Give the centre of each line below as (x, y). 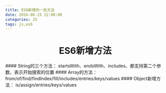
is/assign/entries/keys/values (46, 85)
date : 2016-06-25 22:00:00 (34, 15)
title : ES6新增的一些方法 (30, 10)
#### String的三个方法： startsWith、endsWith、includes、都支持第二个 (81, 66)
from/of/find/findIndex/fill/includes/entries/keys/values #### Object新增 (81, 79)
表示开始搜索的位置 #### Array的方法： (56, 72)
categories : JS (21, 19)
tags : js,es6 (19, 24)
